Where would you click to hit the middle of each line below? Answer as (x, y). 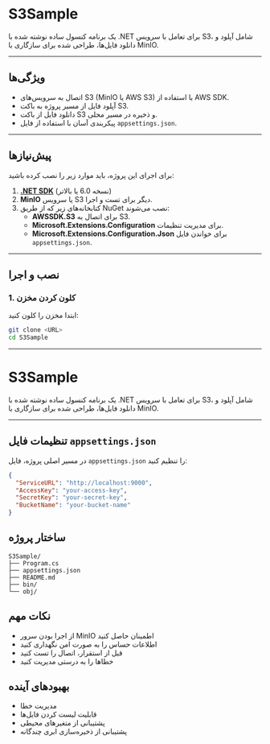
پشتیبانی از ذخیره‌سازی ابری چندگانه (74, 732)
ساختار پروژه (37, 537)
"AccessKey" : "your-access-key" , (72, 490)
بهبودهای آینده (39, 686)
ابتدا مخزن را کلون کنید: (43, 316)
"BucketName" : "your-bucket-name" (73, 505)
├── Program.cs (34, 563)
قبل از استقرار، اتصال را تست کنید (71, 652)
